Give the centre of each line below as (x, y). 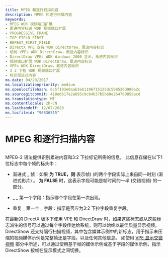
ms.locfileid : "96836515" (32, 113)
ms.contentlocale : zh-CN (31, 104)
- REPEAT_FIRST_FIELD (28, 43)
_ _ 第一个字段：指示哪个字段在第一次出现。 (58, 198)
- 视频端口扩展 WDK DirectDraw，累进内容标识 (49, 61)
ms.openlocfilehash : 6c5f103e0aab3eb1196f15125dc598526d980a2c (73, 89)
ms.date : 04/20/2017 (27, 80)
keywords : (16, 19)
